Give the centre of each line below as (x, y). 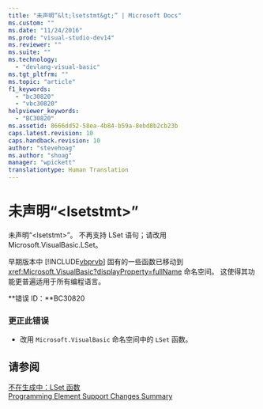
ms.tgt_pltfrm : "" (38, 74)
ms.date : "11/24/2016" (45, 30)
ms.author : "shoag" (40, 155)
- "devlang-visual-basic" (58, 67)
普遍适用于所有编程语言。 (63, 281)
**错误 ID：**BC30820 (47, 298)
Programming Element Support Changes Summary (90, 396)
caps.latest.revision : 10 (51, 133)
